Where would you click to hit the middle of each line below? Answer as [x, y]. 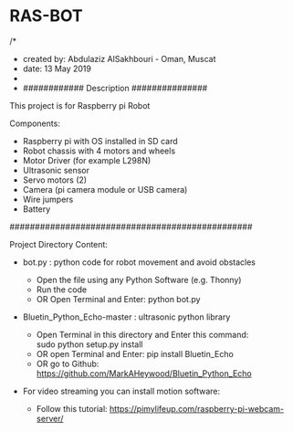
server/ [50, 418]
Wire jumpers [48, 199]
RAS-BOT [47, 16]
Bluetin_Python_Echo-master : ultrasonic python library [126, 317]
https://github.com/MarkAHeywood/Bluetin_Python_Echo [144, 373]
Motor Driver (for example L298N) [87, 160]
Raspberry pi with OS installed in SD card [100, 141]
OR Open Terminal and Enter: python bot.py [118, 299]
